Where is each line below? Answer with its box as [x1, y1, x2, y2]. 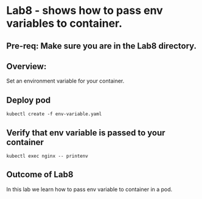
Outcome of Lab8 [6, 169, 74, 180]
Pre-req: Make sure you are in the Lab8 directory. [6, 41, 197, 51]
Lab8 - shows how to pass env [6, 4, 163, 18]
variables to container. [6, 16, 123, 30]
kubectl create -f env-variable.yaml [6, 111, 102, 117]
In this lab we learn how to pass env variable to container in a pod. [6, 186, 173, 193]
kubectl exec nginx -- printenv [6, 153, 88, 160]
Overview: [6, 61, 47, 72]
